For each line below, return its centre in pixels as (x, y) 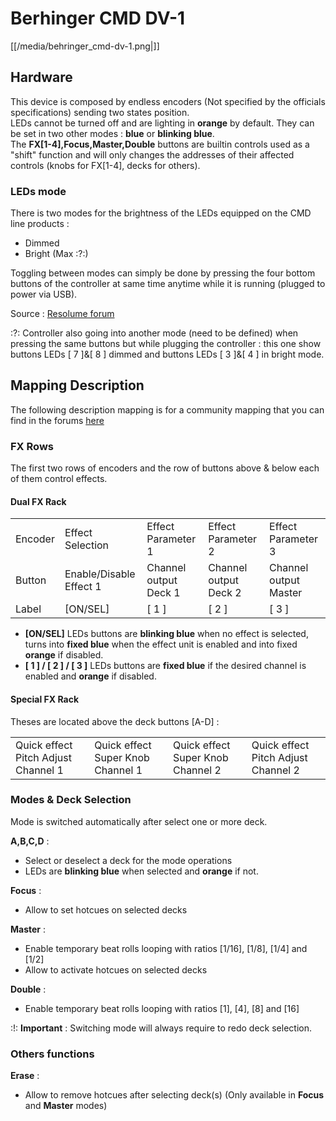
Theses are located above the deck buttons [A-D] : (115, 721)
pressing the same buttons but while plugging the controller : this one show (166, 344)
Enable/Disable (100, 574)
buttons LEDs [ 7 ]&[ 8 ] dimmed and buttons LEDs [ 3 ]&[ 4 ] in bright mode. (167, 354)
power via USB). (44, 294)
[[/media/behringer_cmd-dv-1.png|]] (85, 46)
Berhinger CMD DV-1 (98, 18)
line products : (40, 224)
